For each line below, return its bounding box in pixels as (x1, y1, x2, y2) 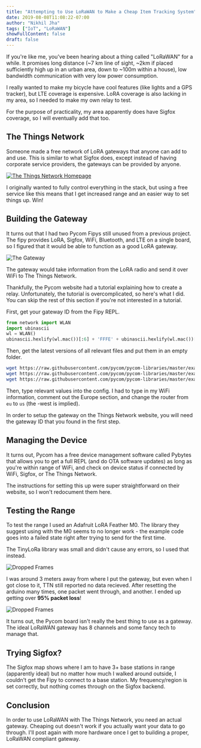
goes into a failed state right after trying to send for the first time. (6, 534, 166, 541)
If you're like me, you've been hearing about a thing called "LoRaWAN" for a (6, 53, 193, 60)
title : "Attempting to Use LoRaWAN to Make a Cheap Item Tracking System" (6, 8, 197, 15)
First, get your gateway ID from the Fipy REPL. (6, 308, 120, 315)
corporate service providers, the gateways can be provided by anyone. (6, 160, 181, 168)
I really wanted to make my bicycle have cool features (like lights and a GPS (6, 84, 193, 91)
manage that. (6, 631, 39, 638)
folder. (6, 354, 22, 361)
